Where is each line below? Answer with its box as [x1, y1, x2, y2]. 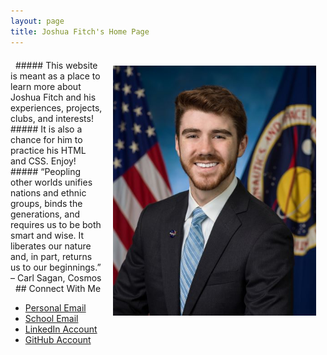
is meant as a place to [10, 70, 101, 82]
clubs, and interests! [10, 112, 94, 124]
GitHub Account [24, 333, 92, 345]
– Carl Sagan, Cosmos [10, 271, 102, 284]
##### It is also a [10, 123, 83, 135]
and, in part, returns [10, 250, 93, 262]
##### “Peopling [10, 165, 82, 177]
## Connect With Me [14, 282, 102, 294]
